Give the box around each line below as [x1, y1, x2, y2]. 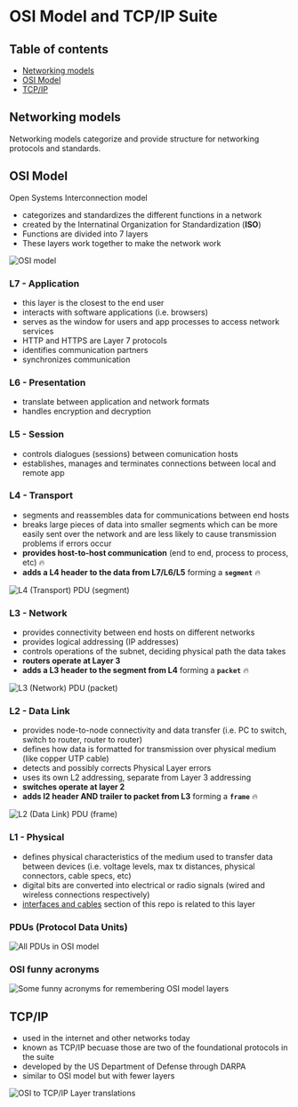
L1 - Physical [9, 831, 65, 844]
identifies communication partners [21, 344, 149, 355]
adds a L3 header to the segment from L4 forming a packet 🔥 [21, 665, 249, 676]
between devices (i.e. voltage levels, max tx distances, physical [21, 861, 255, 871]
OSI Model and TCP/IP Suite [9, 6, 218, 27]
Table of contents [9, 42, 109, 57]
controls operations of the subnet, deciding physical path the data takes [21, 646, 286, 657]
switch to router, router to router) [21, 734, 143, 745]
